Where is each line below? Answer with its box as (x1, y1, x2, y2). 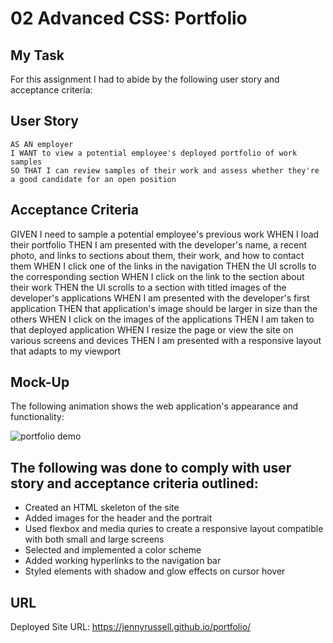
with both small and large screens (24, 533, 165, 546)
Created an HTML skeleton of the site (24, 502, 180, 514)
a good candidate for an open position (10, 174, 177, 184)
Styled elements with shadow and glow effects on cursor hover (24, 565, 286, 577)
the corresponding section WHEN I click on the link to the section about (10, 270, 305, 282)
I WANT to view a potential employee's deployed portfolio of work (10, 148, 298, 158)
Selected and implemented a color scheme (24, 544, 202, 556)
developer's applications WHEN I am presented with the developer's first (10, 292, 310, 304)
